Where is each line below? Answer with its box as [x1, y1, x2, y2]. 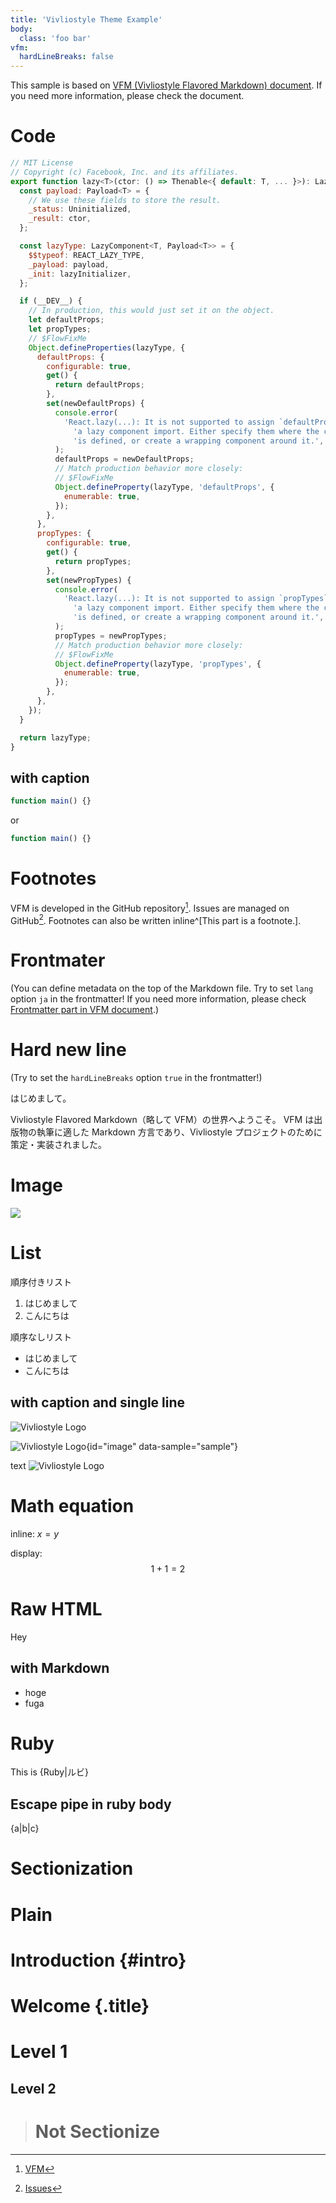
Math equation [10, 1495, 135, 1517]
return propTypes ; [54, 556, 132, 566]
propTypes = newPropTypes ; [54, 631, 168, 641]
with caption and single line [10, 1394, 186, 1411]
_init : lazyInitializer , [28, 269, 132, 279]
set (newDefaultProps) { [46, 399, 145, 409]
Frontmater [10, 949, 106, 972]
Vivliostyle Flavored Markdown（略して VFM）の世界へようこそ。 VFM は [10, 1114, 315, 1126]
